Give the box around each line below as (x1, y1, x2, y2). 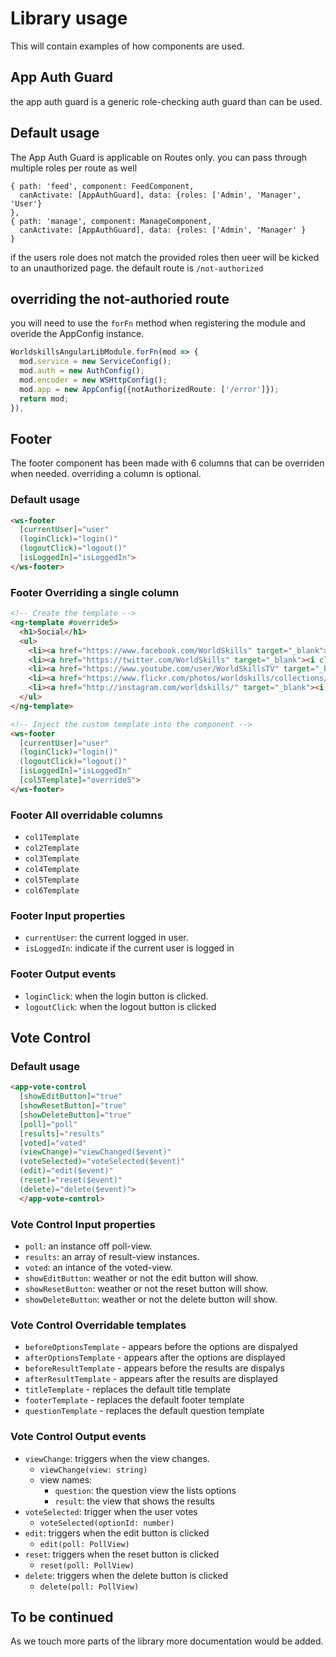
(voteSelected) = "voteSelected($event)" (19, 1157, 186, 1167)
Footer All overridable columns (10, 808, 163, 822)
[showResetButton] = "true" (19, 1101, 128, 1111)
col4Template (24, 865, 80, 875)
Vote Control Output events (10, 1430, 147, 1444)
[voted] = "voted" (19, 1138, 87, 1148)
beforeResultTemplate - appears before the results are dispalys (24, 1362, 285, 1374)
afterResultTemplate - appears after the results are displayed (24, 1373, 278, 1385)
